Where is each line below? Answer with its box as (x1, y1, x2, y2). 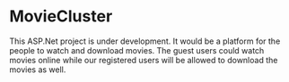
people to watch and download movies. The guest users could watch (9, 45, 265, 55)
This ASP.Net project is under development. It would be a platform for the (9, 36, 281, 46)
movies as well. (9, 64, 66, 75)
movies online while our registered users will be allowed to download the (9, 54, 278, 65)
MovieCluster (9, 6, 113, 27)
